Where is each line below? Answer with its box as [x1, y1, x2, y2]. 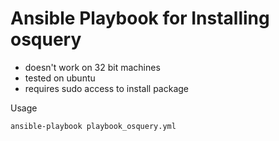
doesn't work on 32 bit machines [24, 61, 161, 73]
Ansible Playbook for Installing [10, 7, 270, 30]
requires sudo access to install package [24, 82, 189, 94]
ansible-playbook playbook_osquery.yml [10, 121, 177, 131]
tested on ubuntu [24, 72, 96, 84]
